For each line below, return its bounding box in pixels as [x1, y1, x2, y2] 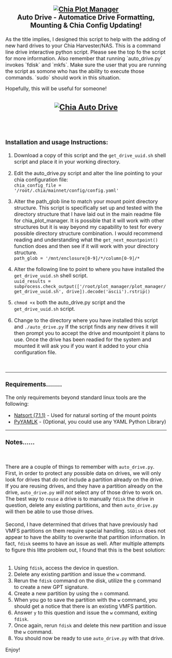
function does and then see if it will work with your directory [14, 243, 159, 250]
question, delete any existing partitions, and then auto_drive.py [5, 501, 159, 509]
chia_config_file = [14, 182, 61, 188]
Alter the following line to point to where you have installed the [14, 266, 165, 273]
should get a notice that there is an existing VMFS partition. [14, 602, 157, 609]
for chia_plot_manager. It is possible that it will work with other [14, 217, 164, 224]
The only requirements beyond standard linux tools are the [5, 393, 146, 401]
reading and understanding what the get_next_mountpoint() [14, 236, 158, 243]
